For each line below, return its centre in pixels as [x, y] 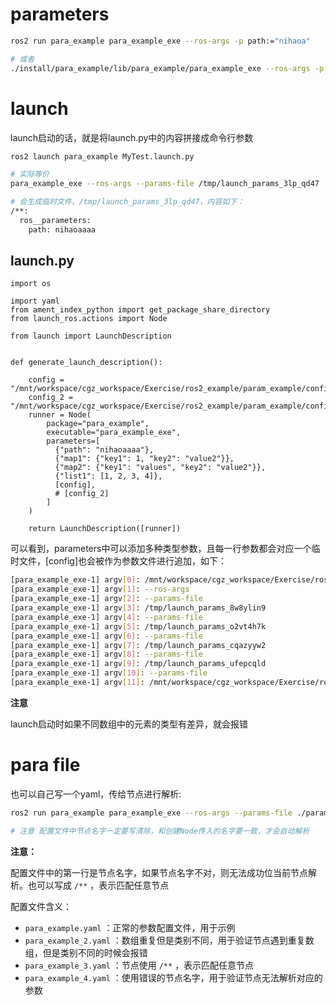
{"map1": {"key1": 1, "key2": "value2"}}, [144, 459]
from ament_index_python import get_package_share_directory [140, 310]
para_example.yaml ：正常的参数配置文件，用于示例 [130, 927]
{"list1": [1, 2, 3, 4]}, [108, 476]
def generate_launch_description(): [86, 363]
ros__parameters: [55, 220]
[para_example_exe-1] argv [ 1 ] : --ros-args [100, 589]
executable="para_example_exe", [114, 433]
